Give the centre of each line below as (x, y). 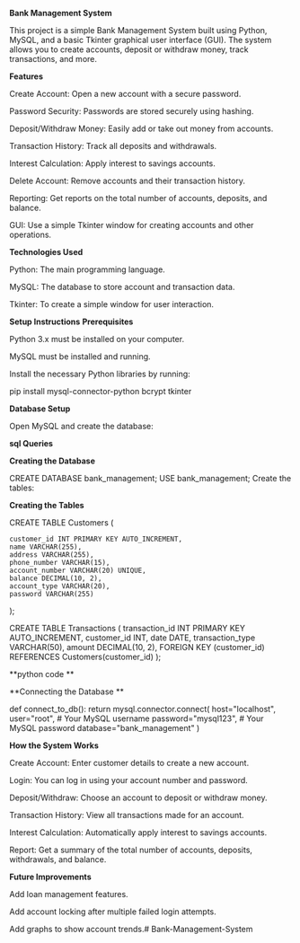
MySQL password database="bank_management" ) (105, 728)
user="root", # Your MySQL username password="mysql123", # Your (137, 718)
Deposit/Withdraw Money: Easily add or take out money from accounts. (141, 128)
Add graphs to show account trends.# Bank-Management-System (131, 929)
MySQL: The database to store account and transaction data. (122, 287)
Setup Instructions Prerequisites (71, 322)
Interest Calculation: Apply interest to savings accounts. (112, 163)
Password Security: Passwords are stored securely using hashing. (132, 111)
